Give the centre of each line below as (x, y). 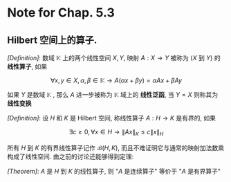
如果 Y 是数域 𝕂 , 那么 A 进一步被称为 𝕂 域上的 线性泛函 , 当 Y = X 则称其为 (113, 94)
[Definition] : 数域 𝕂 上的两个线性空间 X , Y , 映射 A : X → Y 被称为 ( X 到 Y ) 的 (114, 58)
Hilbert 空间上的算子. (52, 40)
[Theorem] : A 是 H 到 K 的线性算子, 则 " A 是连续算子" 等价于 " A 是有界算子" (114, 171)
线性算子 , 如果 (27, 66)
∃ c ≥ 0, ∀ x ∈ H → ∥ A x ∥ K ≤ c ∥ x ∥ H (116, 133)
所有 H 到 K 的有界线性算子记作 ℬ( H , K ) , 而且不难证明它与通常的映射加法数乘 (116, 147)
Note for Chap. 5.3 (61, 13)
